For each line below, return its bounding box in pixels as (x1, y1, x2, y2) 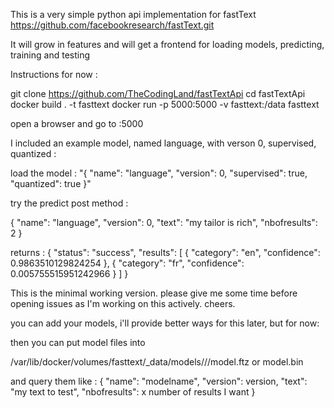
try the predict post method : (10, 197, 129, 209)
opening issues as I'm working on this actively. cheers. (10, 298, 236, 309)
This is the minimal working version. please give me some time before (10, 287, 298, 299)
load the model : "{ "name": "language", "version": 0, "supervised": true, (10, 167, 308, 179)
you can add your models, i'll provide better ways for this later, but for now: (10, 317, 320, 329)
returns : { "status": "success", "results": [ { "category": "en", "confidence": (10, 247, 321, 258)
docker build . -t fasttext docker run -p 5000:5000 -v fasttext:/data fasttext (10, 99, 320, 110)
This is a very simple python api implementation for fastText (10, 9, 257, 20)
